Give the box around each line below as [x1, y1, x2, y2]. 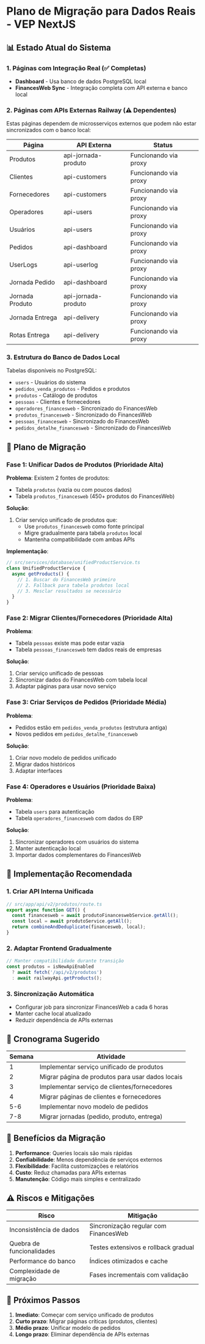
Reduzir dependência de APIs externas [15, 1017, 113, 1024]
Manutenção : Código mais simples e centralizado [15, 1175, 141, 1182]
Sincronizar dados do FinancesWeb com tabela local [15, 676, 148, 683]
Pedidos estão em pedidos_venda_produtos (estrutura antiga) [15, 724, 168, 731]
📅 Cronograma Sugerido [6, 1034, 100, 1044]
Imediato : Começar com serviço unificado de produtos [15, 1311, 154, 1319]
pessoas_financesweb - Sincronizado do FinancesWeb [15, 418, 149, 425]
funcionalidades [9, 1247, 56, 1255]
